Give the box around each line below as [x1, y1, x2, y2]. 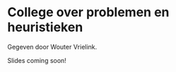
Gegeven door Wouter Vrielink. [7, 42, 98, 51]
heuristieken [7, 19, 83, 35]
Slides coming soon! [7, 56, 67, 64]
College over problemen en [7, 4, 170, 20]
